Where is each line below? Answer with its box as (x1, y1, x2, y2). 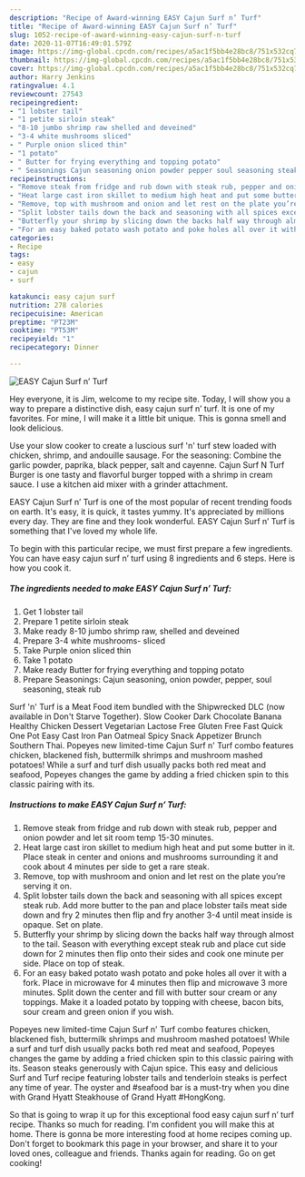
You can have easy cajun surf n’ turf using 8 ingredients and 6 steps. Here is (9, 553, 296, 563)
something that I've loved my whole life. (9, 525, 159, 536)
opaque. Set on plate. (22, 918, 103, 929)
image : (9, 47, 34, 56)
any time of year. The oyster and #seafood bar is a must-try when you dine (9, 1081, 290, 1092)
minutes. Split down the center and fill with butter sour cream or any (22, 987, 278, 998)
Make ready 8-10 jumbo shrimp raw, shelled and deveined (22, 625, 241, 636)
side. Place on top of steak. (22, 958, 125, 969)
